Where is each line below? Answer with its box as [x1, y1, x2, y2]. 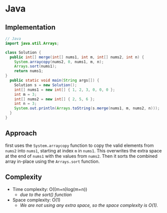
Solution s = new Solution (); [14, 82, 77, 88]
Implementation [5, 23, 56, 32]
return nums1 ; [14, 69, 43, 74]
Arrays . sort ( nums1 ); [14, 64, 57, 69]
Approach [5, 129, 37, 138]
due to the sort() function [19, 191, 72, 197]
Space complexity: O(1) [12, 196, 61, 203]
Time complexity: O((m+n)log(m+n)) [12, 186, 87, 192]
